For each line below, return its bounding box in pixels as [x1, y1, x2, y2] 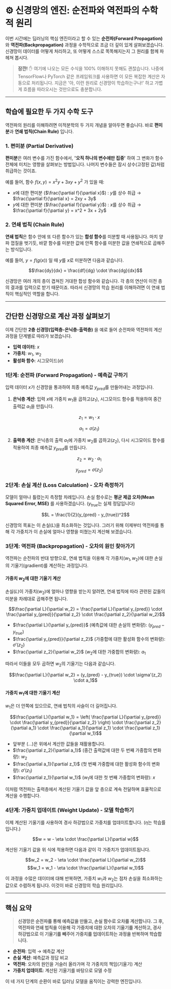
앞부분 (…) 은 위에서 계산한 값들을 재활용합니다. [12, 740, 106, 747]
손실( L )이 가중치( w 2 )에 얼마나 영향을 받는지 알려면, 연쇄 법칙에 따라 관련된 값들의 [5, 589, 165, 596]
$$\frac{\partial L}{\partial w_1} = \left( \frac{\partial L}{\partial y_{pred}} [10, 714, 161, 720]
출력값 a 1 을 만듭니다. [12, 403, 54, 411]
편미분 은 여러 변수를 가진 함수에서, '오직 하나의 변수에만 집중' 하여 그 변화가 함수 [5, 155, 164, 161]
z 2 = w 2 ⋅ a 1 [77, 456, 102, 463]
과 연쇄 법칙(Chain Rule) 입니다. [9, 128, 74, 134]
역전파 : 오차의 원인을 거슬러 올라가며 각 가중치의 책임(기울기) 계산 [12, 961, 142, 967]
